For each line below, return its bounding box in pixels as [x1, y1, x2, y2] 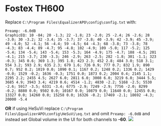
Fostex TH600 [5, 3, 65, 14]
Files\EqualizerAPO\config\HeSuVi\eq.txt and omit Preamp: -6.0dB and [5, 110, 150, 116]
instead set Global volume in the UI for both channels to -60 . [5, 116, 127, 122]
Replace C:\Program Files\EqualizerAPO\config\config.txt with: [5, 19, 137, 25]
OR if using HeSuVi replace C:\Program [5, 105, 83, 111]
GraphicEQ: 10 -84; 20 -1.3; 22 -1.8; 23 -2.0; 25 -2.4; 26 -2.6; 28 [5, 33, 150, 38]
